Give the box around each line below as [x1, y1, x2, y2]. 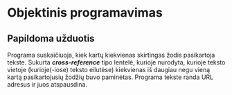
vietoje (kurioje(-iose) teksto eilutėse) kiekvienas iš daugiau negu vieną [7, 66, 211, 74]
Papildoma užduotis [7, 33, 95, 44]
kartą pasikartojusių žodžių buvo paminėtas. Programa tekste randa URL [7, 73, 213, 81]
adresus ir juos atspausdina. [7, 80, 88, 88]
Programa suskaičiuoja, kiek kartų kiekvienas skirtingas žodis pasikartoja [7, 51, 215, 59]
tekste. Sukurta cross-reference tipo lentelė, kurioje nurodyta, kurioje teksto [7, 58, 226, 67]
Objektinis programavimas [7, 5, 163, 21]
